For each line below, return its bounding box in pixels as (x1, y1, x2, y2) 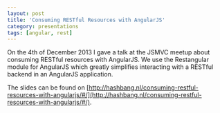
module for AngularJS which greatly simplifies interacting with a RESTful (7, 63, 214, 71)
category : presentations (7, 23, 79, 30)
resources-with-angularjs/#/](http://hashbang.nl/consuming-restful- (7, 91, 202, 99)
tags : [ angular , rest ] (7, 29, 73, 37)
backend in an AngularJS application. (7, 70, 113, 79)
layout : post (7, 10, 45, 17)
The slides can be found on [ (7, 83, 89, 92)
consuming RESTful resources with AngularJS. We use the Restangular (7, 56, 210, 64)
